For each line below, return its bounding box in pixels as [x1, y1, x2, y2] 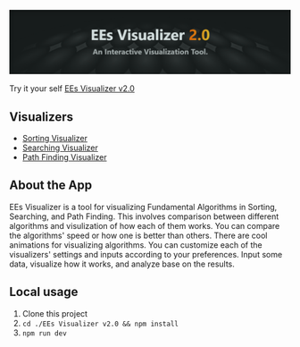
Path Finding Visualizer [21, 151, 107, 162]
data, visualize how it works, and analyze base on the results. [9, 258, 235, 269]
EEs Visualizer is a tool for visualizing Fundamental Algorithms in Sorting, [9, 201, 278, 212]
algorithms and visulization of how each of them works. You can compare [9, 220, 280, 231]
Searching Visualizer [21, 142, 98, 153]
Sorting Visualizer [21, 132, 87, 143]
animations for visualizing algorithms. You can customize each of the [9, 239, 262, 250]
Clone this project [21, 308, 87, 318]
